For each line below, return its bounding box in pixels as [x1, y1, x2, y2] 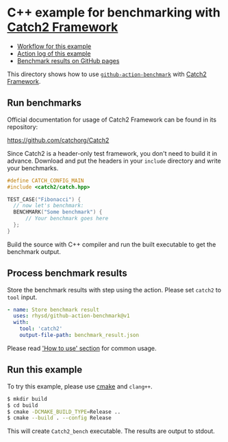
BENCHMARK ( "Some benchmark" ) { [13, 209, 103, 216]
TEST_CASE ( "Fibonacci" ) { [7, 196, 81, 203]
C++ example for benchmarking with [7, 5, 220, 21]
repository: [7, 122, 38, 131]
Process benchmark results [7, 268, 128, 279]
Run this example [7, 364, 83, 375]
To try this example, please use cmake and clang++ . [7, 382, 153, 391]
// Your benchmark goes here [25, 215, 109, 222]
